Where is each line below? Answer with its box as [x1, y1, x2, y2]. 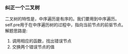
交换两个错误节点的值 [12, 44, 55, 50]
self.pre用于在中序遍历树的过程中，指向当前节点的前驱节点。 [5, 22, 126, 28]
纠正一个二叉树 [5, 4, 40, 11]
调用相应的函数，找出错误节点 [12, 38, 71, 44]
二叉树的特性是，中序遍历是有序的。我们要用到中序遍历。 [5, 16, 119, 22]
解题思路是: [5, 28, 28, 34]
